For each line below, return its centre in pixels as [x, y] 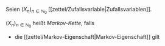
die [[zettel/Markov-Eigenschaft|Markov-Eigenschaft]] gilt [87, 37]
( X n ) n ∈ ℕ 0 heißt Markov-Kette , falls [50, 24]
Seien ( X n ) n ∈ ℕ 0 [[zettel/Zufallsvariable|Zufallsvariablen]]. [79, 10]
